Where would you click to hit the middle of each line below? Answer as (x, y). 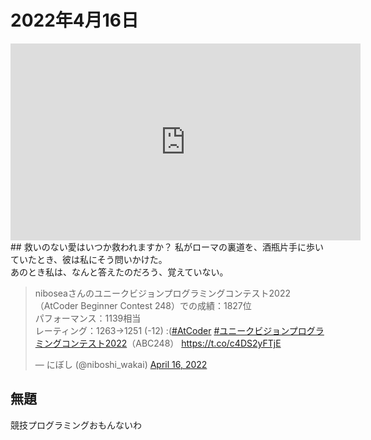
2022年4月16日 (74, 20)
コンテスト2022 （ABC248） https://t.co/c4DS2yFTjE (171, 343)
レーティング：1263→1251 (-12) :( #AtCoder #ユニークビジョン (162, 330)
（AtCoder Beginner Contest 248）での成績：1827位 (143, 305)
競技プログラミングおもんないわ (76, 425)
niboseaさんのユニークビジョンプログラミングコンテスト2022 (163, 293)
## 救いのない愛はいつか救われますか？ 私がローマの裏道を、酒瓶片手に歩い (167, 247)
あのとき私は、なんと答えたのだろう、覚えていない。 (119, 272)
